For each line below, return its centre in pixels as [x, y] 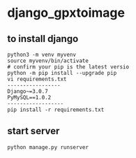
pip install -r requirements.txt [56, 110]
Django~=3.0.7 [28, 92]
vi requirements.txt [37, 79]
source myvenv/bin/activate [48, 61]
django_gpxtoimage [66, 13]
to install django [43, 39]
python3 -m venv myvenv [42, 55]
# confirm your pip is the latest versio [68, 67]
